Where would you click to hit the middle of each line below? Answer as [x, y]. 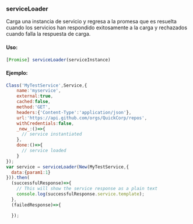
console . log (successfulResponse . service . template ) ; [80, 194]
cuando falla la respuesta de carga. [48, 34]
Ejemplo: [17, 73]
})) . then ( [18, 178]
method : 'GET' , [34, 107]
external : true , [35, 96]
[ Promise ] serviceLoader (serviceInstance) [58, 60]
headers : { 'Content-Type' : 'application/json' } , [74, 112]
